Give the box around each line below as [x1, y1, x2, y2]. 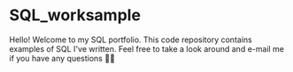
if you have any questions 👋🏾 [9, 53, 115, 63]
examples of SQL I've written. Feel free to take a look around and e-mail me [9, 43, 285, 54]
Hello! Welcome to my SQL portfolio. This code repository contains [9, 34, 252, 45]
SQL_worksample [9, 5, 142, 25]
